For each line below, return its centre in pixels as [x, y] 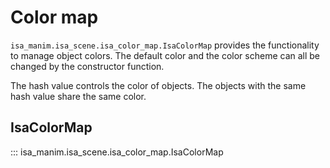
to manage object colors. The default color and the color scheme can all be [165, 55]
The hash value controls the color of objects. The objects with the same [158, 85]
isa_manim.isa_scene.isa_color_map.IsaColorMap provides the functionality [165, 45]
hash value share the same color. [78, 96]
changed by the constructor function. [87, 66]
